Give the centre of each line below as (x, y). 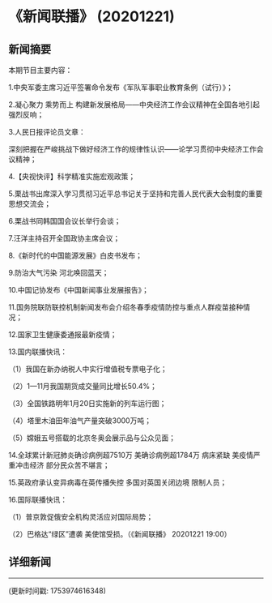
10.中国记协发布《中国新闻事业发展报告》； (79, 290)
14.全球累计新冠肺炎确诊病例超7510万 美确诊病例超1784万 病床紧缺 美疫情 (131, 455)
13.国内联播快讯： (38, 352)
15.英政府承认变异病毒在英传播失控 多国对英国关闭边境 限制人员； (118, 482)
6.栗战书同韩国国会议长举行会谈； (65, 221)
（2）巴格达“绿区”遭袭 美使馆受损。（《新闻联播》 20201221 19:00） (120, 534)
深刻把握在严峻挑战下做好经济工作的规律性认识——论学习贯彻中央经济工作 (132, 149)
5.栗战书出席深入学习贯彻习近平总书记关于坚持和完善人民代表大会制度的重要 (136, 194)
